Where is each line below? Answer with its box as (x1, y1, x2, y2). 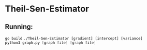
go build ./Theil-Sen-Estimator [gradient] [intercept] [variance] (5, 36, 143, 41)
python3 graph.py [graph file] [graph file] (5, 40, 96, 45)
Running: (5, 23, 33, 31)
